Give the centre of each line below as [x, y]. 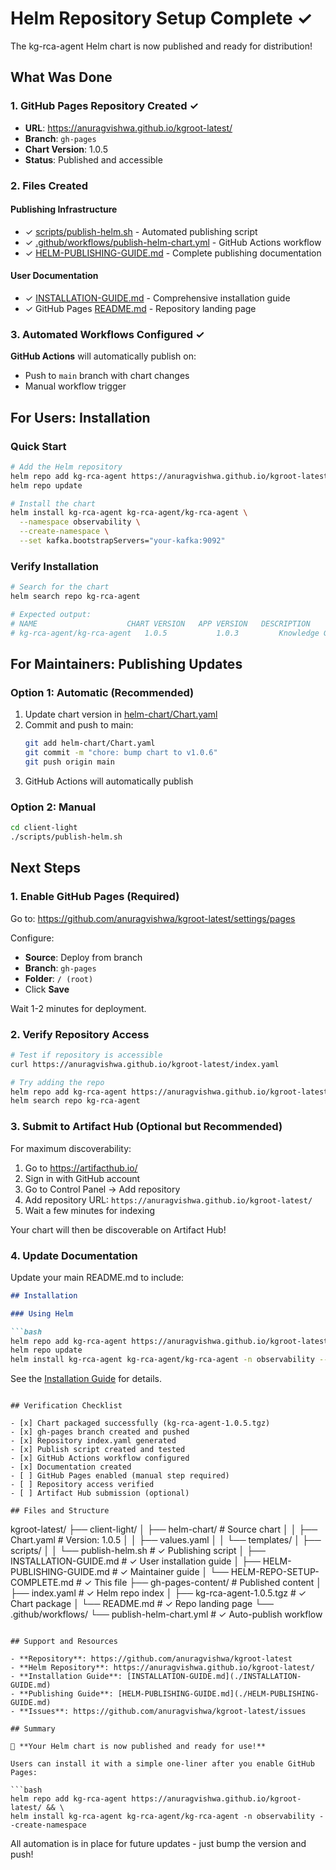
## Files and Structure [60, 1511]
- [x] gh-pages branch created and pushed [100, 1432]
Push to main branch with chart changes [107, 376]
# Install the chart [53, 503]
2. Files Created [49, 185]
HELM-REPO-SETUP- [275, 1572]
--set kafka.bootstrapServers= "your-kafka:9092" [122, 541]
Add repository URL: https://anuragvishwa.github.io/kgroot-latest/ [168, 1199]
